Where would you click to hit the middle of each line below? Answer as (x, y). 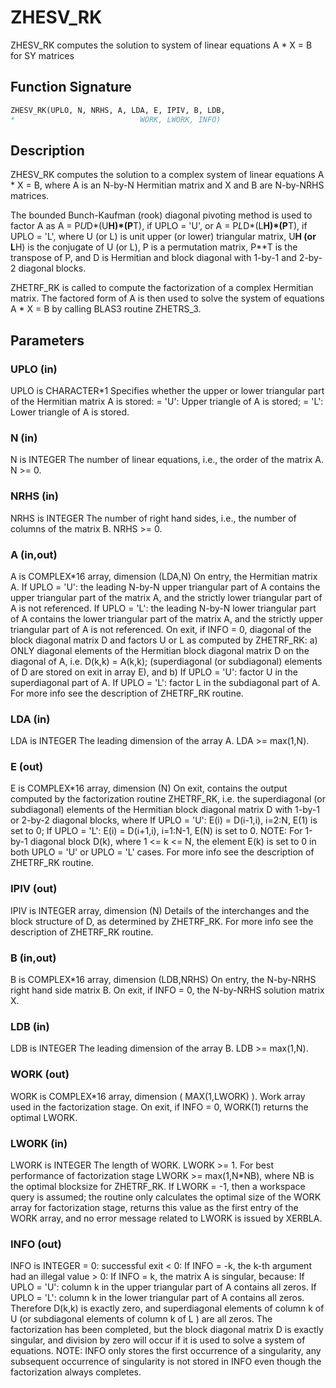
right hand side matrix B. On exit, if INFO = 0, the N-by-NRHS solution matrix (167, 990)
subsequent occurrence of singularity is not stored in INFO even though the (166, 1362)
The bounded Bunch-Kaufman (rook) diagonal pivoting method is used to (161, 215)
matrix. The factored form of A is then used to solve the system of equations (167, 298)
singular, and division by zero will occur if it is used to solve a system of (158, 1340)
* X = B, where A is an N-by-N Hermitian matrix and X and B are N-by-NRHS (167, 185)
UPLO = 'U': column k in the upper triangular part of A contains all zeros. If (163, 1287)
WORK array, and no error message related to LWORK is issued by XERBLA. (166, 1218)
